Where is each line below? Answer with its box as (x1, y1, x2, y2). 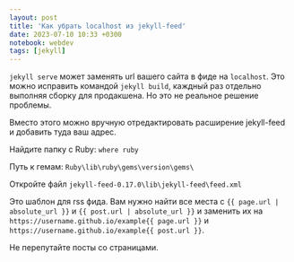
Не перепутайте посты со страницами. (9, 242, 159, 253)
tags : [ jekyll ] (9, 47, 66, 56)
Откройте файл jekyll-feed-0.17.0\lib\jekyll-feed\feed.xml (9, 179, 242, 189)
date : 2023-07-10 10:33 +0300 (9, 30, 123, 39)
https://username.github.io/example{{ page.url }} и (9, 215, 209, 226)
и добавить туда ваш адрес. (9, 127, 117, 137)
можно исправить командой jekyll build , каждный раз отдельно (9, 81, 262, 92)
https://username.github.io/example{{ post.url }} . (9, 225, 204, 236)
